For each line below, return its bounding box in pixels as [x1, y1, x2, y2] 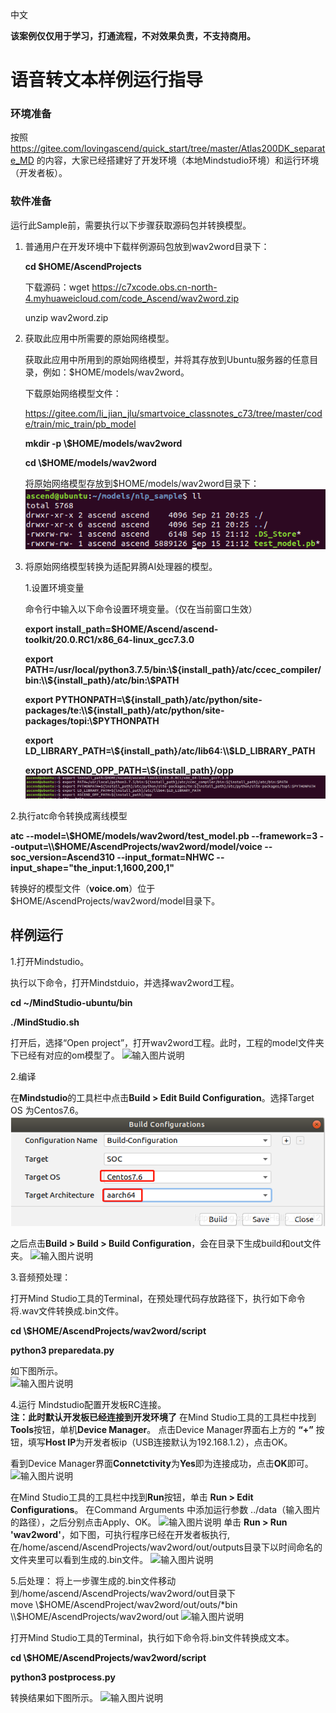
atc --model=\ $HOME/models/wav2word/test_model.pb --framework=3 [10, 830, 318, 842]
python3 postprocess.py [10, 1671, 116, 1683]
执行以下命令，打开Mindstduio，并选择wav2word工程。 [10, 976, 240, 988]
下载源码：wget [24, 281, 90, 293]
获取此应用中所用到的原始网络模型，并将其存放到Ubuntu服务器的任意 [24, 353, 310, 365]
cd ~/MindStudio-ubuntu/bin [10, 996, 133, 1008]
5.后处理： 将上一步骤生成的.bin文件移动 [10, 1574, 177, 1587]
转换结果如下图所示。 [10, 1691, 98, 1703]
